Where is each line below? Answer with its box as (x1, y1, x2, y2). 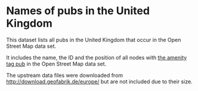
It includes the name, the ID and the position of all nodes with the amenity (6, 54, 187, 61)
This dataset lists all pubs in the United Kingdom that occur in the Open (6, 36, 181, 43)
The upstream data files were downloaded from (6, 71, 123, 79)
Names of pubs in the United (6, 4, 150, 18)
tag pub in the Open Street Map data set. (6, 60, 107, 67)
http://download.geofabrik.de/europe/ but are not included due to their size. (6, 78, 193, 85)
